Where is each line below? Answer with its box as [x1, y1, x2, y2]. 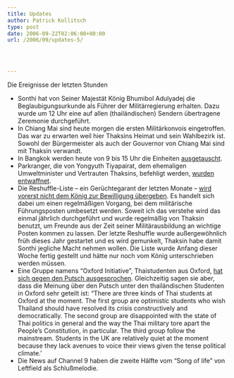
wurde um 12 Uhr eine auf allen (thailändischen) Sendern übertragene [17, 109, 221, 118]
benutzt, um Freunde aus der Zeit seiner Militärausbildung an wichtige [17, 221, 221, 230]
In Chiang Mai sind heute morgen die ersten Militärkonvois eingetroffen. [17, 124, 226, 133]
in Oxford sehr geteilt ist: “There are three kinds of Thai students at [17, 289, 213, 298]
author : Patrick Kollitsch [7, 17, 87, 24]
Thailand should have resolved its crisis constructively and [17, 304, 188, 312]
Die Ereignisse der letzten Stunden [7, 80, 108, 89]
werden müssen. [17, 259, 66, 268]
